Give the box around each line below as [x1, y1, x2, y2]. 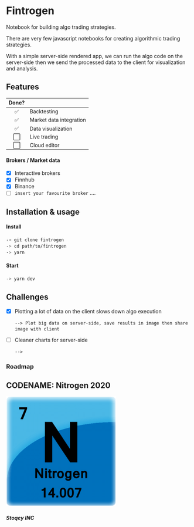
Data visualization [29, 125, 73, 132]
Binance [14, 183, 35, 190]
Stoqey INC [6, 515, 35, 522]
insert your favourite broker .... [14, 190, 96, 197]
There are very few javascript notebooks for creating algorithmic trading [6, 35, 181, 42]
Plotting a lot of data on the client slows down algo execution [14, 308, 162, 315]
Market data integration [29, 116, 86, 124]
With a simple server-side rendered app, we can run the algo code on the [6, 52, 183, 59]
